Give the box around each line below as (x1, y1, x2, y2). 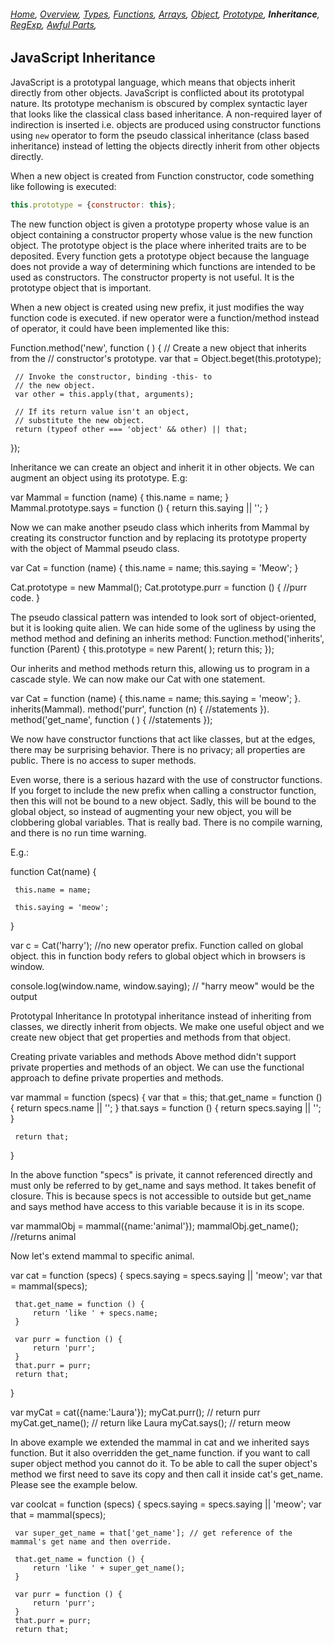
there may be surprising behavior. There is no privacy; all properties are (10, 743, 306, 755)
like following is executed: (10, 180, 117, 192)
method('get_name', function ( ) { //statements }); (10, 713, 213, 725)
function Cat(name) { (10, 865, 97, 877)
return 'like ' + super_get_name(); (32, 1563, 186, 1573)
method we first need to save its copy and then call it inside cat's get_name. (10, 1468, 324, 1480)
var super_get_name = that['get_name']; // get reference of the (14, 1528, 293, 1538)
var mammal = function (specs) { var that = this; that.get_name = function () (10, 1091, 323, 1103)
